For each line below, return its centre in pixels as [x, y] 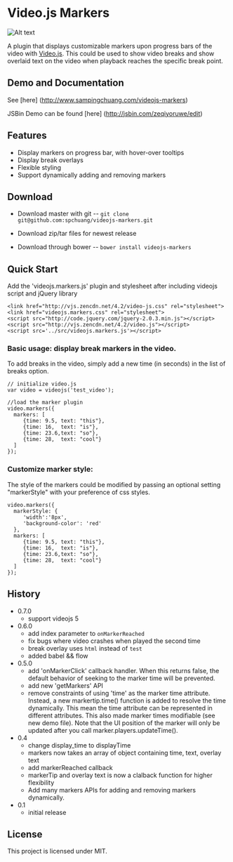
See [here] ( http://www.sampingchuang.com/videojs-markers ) [98, 100]
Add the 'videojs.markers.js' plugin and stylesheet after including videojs [112, 286]
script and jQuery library [42, 293]
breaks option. [28, 371]
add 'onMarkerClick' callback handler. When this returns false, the [124, 670]
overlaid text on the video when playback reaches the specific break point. [115, 60]
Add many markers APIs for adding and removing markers [112, 790]
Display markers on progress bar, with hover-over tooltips [101, 152]
